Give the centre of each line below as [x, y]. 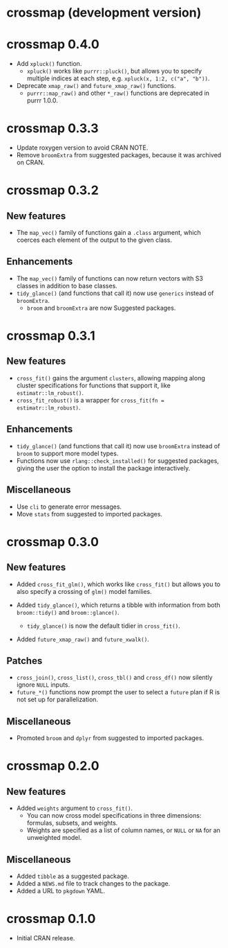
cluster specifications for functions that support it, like [93, 385]
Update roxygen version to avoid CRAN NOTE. [82, 148]
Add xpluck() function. [49, 64]
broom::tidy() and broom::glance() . [68, 612]
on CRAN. [30, 163]
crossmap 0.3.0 [53, 542]
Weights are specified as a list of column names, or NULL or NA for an [123, 830]
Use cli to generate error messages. [69, 507]
